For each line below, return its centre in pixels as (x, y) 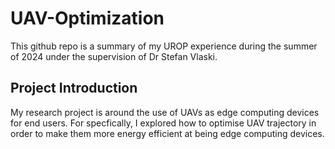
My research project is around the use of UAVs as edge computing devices (165, 112)
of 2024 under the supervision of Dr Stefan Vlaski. (114, 56)
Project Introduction (74, 88)
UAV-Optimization (87, 18)
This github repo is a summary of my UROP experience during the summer (164, 46)
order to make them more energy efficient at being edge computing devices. (167, 133)
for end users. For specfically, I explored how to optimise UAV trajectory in (163, 123)
